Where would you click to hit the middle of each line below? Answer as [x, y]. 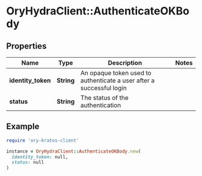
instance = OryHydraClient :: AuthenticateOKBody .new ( [74, 151]
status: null [28, 162]
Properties [26, 46]
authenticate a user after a [118, 80]
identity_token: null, [40, 157]
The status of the [104, 98]
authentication [101, 105]
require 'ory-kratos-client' [43, 140]
